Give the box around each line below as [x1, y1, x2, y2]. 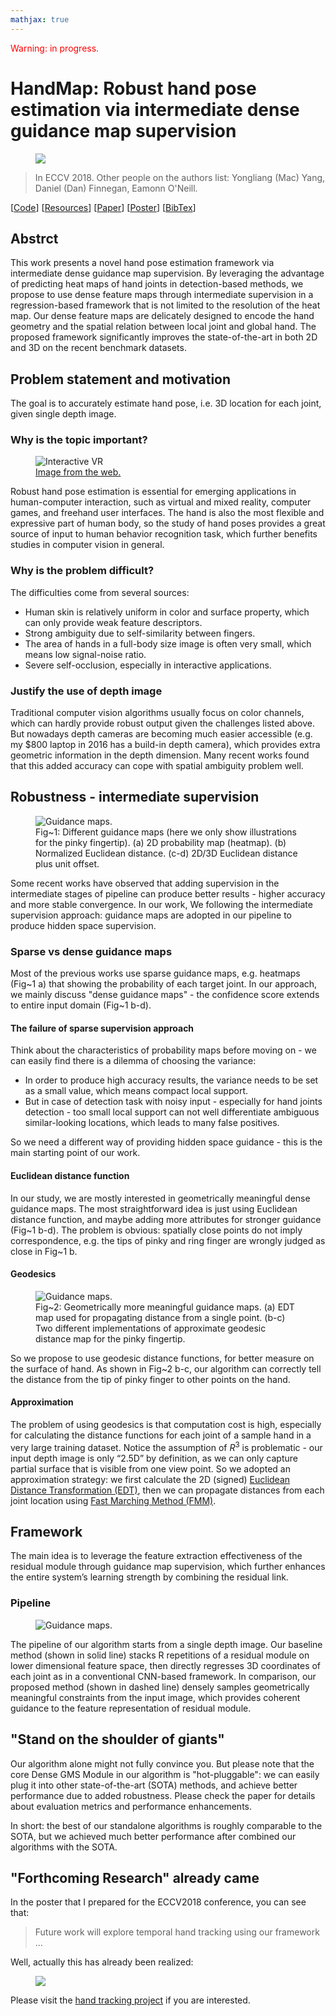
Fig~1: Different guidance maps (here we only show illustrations [35, 826, 298, 838]
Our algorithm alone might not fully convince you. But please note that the [10, 1757, 315, 1770]
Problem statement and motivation [10, 371, 232, 388]
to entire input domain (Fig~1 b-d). [10, 999, 152, 1011]
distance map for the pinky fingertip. [35, 1332, 186, 1345]
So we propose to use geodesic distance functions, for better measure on [10, 1352, 315, 1364]
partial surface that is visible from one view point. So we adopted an [10, 1462, 291, 1475]
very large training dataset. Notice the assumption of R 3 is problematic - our [10, 1440, 323, 1453]
